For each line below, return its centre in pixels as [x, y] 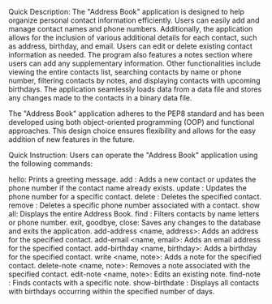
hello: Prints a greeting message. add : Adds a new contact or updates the [132, 179]
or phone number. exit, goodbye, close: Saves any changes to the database [135, 223]
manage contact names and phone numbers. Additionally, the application [131, 29]
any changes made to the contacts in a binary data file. [100, 98]
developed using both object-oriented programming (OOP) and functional [132, 122]
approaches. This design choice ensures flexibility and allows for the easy [132, 131]
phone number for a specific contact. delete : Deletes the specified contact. [135, 197]
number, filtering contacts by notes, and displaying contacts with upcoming [134, 81]
